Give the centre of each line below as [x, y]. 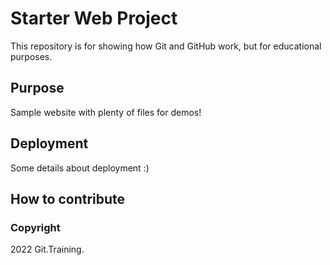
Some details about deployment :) [80, 168]
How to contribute [68, 198]
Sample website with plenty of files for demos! [106, 112]
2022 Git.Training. [47, 249]
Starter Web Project [94, 18]
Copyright [35, 227]
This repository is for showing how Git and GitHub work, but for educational [166, 46]
